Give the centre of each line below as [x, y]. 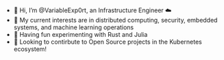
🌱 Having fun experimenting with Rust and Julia [80, 34]
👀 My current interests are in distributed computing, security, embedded [115, 20]
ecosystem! [30, 49]
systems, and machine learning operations [74, 27]
